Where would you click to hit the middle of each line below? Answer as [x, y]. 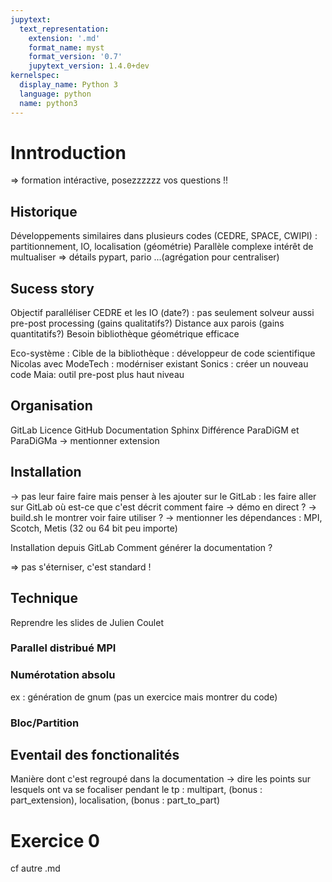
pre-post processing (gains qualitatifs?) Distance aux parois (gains [147, 323]
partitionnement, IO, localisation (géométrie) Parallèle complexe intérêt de [162, 247]
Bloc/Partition [45, 723]
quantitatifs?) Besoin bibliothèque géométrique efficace [125, 334]
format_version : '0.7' [75, 57]
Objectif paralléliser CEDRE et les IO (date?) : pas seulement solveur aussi [162, 313]
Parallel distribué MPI [63, 648]
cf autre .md [35, 868]
